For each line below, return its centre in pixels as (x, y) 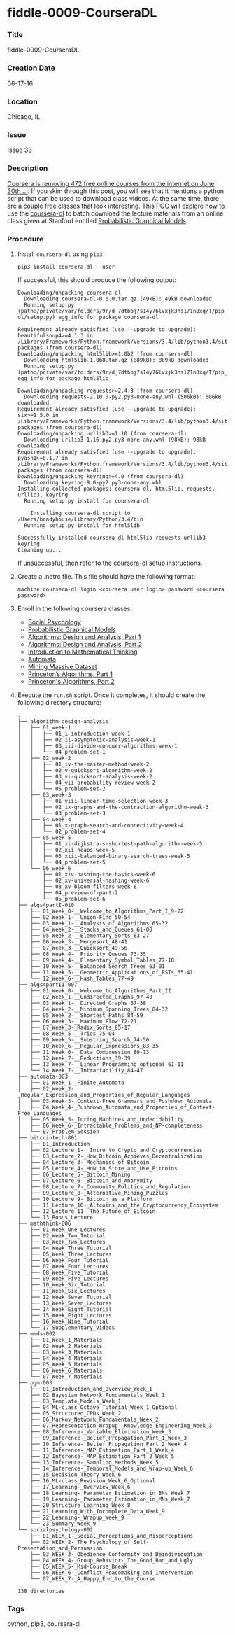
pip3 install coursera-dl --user (66, 267)
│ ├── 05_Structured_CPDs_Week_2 (69, 1413)
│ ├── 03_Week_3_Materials (60, 1352)
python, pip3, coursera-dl (44, 1624)
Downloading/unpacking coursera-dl (69, 293)
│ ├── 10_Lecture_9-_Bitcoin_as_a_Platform (85, 1199)
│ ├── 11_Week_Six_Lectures (62, 1291)
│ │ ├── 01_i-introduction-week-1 (74, 734)
